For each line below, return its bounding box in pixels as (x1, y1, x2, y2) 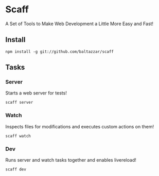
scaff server (5, 100, 33, 105)
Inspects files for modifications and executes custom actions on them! (5, 123, 154, 129)
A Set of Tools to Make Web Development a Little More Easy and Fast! (5, 21, 153, 27)
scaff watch (5, 133, 31, 139)
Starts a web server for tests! (5, 90, 67, 96)
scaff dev (5, 167, 27, 172)
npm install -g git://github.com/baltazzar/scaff (5, 49, 114, 54)
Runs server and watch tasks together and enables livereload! (5, 157, 136, 163)
